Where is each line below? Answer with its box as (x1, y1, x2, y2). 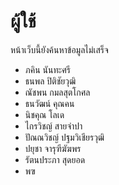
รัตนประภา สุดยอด (24, 153, 86, 165)
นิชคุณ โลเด (24, 108, 65, 120)
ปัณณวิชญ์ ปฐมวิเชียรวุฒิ (24, 131, 105, 143)
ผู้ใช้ (10, 10, 37, 33)
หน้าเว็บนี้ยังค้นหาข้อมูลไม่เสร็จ (10, 43, 109, 55)
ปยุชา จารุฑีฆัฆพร (24, 142, 82, 154)
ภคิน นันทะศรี (24, 63, 71, 75)
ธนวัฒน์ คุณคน (24, 97, 75, 109)
